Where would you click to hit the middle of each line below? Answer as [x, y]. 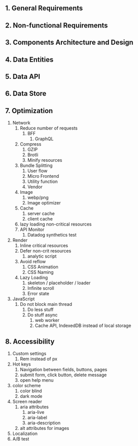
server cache [41, 213]
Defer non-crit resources [45, 251]
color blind [31, 391]
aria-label [37, 417]
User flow [37, 171]
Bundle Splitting [36, 166]
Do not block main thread [46, 304]
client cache [40, 219]
